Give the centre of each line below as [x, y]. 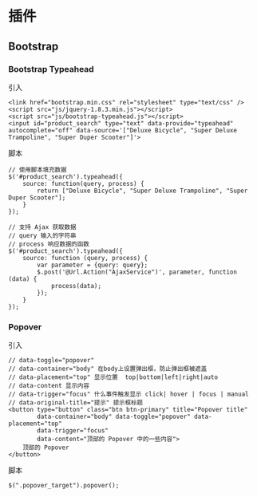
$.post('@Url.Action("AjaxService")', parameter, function [137, 272]
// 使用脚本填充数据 [38, 170]
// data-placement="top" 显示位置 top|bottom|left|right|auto [113, 377]
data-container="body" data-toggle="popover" [114, 417]
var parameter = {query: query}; [93, 265]
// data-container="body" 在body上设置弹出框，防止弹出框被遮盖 [108, 369]
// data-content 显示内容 [49, 386]
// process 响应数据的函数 [49, 244]
